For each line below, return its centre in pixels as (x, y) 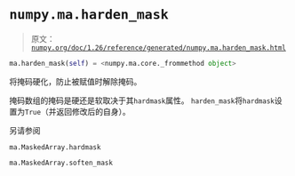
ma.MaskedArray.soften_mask (61, 163)
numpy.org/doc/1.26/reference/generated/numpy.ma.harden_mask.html (158, 48)
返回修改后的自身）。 (93, 111)
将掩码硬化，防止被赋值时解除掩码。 (76, 81)
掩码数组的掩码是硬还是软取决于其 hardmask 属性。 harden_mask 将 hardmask (142, 100)
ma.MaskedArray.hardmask (55, 147)
